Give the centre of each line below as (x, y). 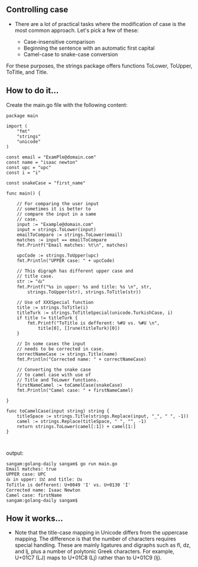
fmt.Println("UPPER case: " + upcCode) (66, 260)
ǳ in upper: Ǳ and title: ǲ (44, 479)
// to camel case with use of (54, 375)
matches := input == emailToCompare (62, 240)
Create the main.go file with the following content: (67, 105)
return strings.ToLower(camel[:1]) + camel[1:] (76, 426)
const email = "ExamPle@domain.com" (51, 157)
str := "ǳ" (31, 281)
